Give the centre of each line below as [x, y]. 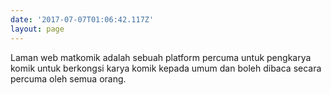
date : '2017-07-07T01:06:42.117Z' [82, 19]
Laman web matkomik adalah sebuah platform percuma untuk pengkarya [161, 57]
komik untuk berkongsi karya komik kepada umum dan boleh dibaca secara [166, 68]
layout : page [37, 29]
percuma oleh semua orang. [68, 78]
